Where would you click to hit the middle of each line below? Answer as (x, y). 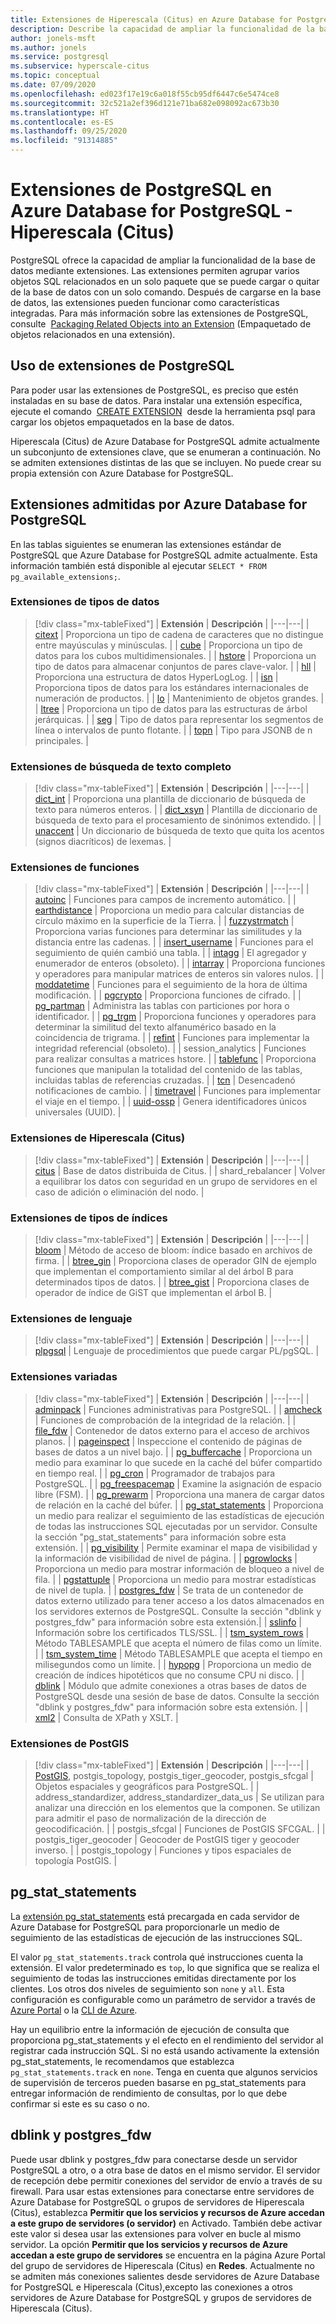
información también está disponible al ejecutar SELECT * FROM (138, 565)
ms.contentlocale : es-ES (62, 122)
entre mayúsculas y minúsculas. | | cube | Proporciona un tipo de (168, 645)
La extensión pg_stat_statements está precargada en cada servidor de (155, 1916)
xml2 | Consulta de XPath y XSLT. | (106, 1717)
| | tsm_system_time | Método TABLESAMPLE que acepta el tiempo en (178, 1653)
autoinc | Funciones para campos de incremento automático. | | (165, 900)
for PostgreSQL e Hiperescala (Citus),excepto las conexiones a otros (151, 2287)
